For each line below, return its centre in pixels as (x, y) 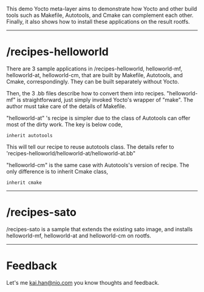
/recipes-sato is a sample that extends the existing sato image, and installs (100, 229)
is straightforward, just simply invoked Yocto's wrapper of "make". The (105, 100)
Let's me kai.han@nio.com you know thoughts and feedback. (83, 282)
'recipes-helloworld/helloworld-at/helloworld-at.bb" (71, 153)
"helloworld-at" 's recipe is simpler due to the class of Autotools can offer (98, 118)
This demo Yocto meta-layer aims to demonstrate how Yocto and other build (102, 9)
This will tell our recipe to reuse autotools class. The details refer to (90, 147)
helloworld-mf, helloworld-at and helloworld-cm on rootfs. (79, 236)
